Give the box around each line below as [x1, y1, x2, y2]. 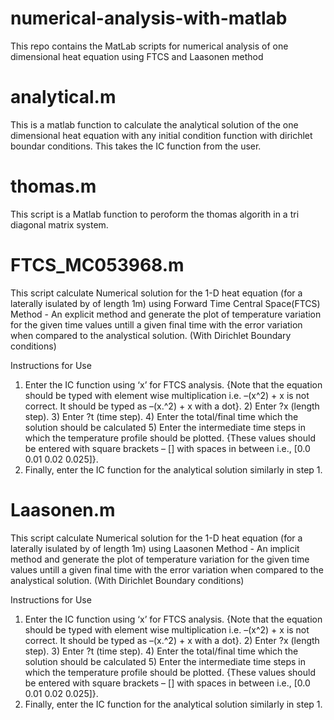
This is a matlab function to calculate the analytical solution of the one [10, 118, 299, 131]
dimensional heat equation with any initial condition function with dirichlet [10, 129, 313, 141]
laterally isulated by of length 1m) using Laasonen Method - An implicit [10, 542, 300, 554]
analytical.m [10, 86, 117, 109]
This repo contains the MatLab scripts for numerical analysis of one [10, 40, 289, 52]
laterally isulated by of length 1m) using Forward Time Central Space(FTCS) [10, 297, 321, 309]
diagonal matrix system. [10, 218, 109, 231]
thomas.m [10, 175, 97, 198]
